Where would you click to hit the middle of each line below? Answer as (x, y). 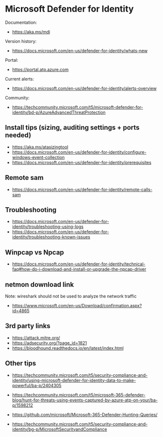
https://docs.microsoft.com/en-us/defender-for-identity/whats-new (80, 51)
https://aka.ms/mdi (31, 32)
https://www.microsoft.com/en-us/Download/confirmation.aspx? (77, 306)
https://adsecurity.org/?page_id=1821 (49, 343)
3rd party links (28, 326)
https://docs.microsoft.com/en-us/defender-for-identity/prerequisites (82, 162)
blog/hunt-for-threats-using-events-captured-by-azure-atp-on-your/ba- (85, 400)
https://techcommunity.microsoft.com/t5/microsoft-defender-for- (78, 107)
